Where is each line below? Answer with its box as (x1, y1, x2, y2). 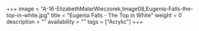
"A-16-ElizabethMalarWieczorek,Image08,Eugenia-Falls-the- (40, 5, 193, 12)
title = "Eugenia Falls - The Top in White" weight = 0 (51, 12, 182, 19)
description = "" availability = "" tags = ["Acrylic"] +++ (6, 18, 143, 25)
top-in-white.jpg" (6, 12, 50, 19)
